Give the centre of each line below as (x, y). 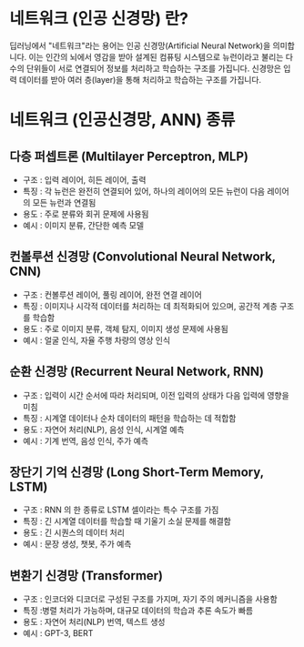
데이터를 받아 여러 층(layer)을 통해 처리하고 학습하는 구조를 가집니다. (140, 79)
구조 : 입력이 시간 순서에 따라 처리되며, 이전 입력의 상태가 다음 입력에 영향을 (156, 395)
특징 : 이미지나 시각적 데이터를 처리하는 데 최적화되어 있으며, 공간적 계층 (150, 306)
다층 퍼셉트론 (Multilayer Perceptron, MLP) (129, 156)
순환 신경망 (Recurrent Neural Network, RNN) (137, 372)
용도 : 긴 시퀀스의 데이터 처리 (74, 532)
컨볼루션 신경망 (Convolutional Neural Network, (142, 257)
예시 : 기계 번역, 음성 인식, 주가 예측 (85, 440)
